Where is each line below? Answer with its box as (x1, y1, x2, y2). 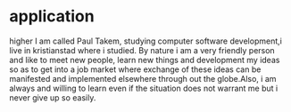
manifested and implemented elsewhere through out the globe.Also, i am (9, 73, 277, 84)
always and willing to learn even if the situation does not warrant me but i (9, 83, 279, 93)
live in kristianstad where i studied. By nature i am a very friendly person (9, 44, 275, 55)
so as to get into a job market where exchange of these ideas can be (9, 64, 262, 75)
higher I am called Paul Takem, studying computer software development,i (9, 36, 283, 46)
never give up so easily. (9, 92, 96, 103)
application (9, 6, 96, 27)
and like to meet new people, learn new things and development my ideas (9, 54, 280, 65)
